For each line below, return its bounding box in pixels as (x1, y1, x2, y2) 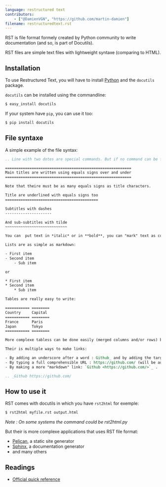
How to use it (5, 387, 46, 396)
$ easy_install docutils (5, 102, 56, 107)
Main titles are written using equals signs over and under (5, 170, 132, 175)
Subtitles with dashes (5, 206, 52, 211)
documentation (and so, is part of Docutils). (5, 40, 94, 46)
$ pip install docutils (5, 120, 54, 125)
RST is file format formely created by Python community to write (5, 35, 136, 41)
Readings (5, 463, 35, 472)
